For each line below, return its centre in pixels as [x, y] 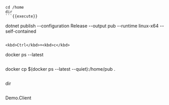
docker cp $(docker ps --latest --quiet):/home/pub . [60, 69]
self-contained [21, 31]
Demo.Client [18, 98]
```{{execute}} [22, 16]
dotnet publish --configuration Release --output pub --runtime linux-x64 [82, 26]
